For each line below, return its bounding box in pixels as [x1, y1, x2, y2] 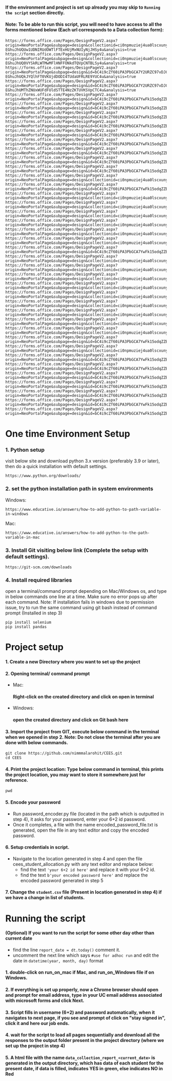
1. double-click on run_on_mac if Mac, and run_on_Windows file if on [5, 969, 155, 975]
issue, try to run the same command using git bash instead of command [5, 605, 157, 611]
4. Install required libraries [5, 576, 72, 584]
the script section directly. [5, 9, 65, 15]
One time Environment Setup [5, 428, 131, 439]
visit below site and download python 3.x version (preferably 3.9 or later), [5, 458, 160, 464]
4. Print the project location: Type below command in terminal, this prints [5, 766, 164, 772]
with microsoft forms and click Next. [5, 997, 84, 1003]
